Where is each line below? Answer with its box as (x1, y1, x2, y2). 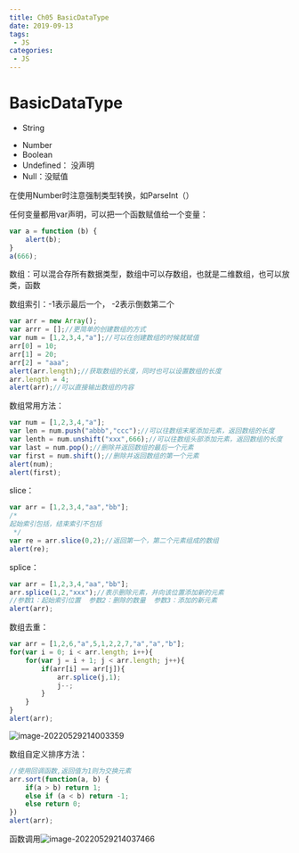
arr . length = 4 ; (9, 375, 69, 384)
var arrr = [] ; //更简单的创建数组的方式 (9, 325, 147, 335)
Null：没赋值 (21, 170, 69, 181)
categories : (9, 46, 53, 55)
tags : (9, 29, 29, 38)
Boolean (21, 149, 53, 160)
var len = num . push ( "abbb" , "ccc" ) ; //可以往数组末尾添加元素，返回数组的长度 (9, 426, 275, 435)
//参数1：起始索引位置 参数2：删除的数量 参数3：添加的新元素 (9, 596, 218, 605)
